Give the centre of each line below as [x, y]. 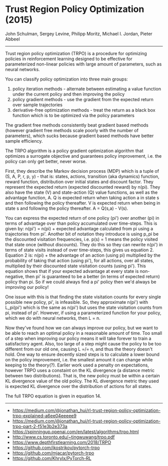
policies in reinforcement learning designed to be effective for [69, 59]
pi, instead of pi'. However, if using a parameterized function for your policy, [83, 313]
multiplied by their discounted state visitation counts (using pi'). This [75, 266]
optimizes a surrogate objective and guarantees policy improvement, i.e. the [83, 156]
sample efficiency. [24, 141]
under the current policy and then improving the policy [68, 94]
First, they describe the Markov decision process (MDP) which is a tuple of [82, 171]
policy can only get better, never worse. [46, 161]
